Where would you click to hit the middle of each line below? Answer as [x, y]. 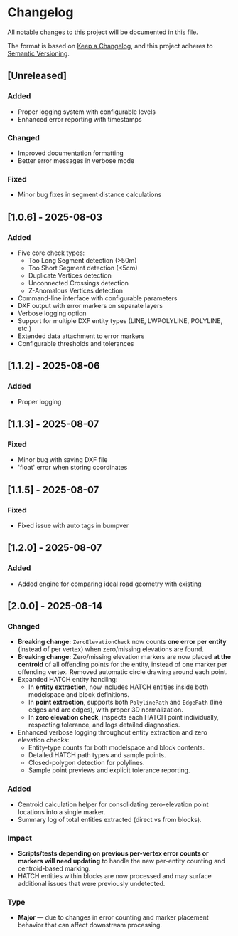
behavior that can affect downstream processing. [90, 925]
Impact [20, 838]
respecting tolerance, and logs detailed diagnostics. [104, 725]
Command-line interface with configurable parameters [97, 298]
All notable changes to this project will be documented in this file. [103, 32]
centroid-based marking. [54, 868]
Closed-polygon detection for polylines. [86, 763]
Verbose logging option [52, 313]
